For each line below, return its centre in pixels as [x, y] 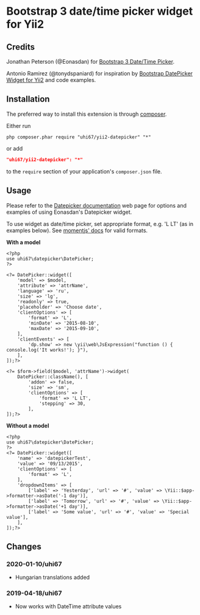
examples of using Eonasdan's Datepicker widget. [69, 212]
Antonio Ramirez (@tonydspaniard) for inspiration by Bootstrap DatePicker [100, 74]
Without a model [28, 425]
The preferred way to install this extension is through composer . [87, 114]
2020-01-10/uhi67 [34, 564]
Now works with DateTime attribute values [68, 606]
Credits [21, 47]
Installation [28, 99]
